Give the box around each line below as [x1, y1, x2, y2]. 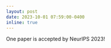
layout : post [6, 8, 38, 15]
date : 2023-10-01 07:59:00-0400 [6, 14, 85, 20]
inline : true [6, 19, 38, 25]
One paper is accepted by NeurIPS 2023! [6, 36, 105, 43]
